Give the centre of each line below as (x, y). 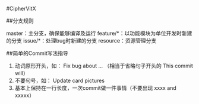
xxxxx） (25, 95)
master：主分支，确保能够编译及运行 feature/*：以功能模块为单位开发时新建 (99, 33)
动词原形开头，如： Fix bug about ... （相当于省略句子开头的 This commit (104, 66)
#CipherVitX (21, 9)
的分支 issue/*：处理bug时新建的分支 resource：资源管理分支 (81, 40)
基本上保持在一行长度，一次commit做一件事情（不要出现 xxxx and (95, 88)
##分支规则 (20, 21)
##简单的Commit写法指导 (37, 53)
